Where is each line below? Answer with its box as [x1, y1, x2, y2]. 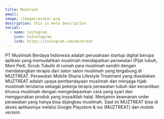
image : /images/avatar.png [5, 16, 60, 21]
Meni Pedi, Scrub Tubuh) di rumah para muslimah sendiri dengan [5, 62, 136, 68]
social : [5, 25, 21, 30]
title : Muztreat [5, 7, 38, 12]
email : [5, 12, 19, 17]
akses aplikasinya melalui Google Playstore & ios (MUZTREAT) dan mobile [5, 104, 154, 110]
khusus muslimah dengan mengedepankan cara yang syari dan [5, 88, 133, 94]
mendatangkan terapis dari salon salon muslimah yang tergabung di [5, 68, 142, 74]
